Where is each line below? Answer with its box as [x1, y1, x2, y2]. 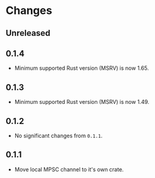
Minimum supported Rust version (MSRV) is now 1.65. [14, 64, 150, 72]
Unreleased [5, 28, 51, 38]
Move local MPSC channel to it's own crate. [14, 165, 124, 173]
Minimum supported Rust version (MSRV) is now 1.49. [14, 98, 150, 106]
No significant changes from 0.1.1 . [14, 132, 103, 140]
